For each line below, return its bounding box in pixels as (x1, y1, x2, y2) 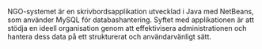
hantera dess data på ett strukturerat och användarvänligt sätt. (7, 32, 211, 41)
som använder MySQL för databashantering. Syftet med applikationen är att (7, 15, 255, 24)
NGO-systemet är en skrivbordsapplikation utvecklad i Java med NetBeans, (7, 7, 254, 16)
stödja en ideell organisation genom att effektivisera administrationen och (7, 24, 247, 32)
